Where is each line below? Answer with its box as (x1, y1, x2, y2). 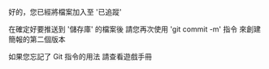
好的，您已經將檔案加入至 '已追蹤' (8, 7, 122, 16)
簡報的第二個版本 (8, 35, 66, 44)
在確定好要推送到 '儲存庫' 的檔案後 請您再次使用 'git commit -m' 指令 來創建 (8, 24, 262, 34)
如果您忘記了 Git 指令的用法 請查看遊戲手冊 (8, 52, 153, 61)
